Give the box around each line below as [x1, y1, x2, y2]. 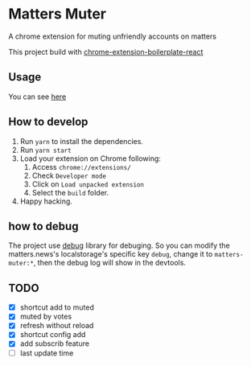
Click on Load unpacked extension [31, 179, 145, 189]
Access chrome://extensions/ [31, 162, 131, 171]
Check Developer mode [31, 171, 107, 180]
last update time [19, 347, 74, 358]
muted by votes [19, 311, 72, 322]
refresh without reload [19, 321, 94, 331]
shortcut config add [19, 330, 86, 339]
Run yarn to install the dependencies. [19, 136, 143, 146]
